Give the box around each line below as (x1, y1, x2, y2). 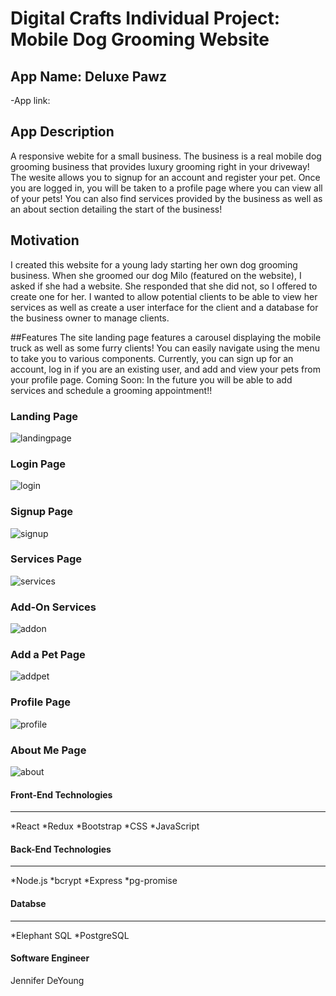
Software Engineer (10, 952, 90, 964)
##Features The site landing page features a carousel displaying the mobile (10, 331, 322, 343)
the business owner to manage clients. (10, 312, 170, 324)
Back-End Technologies (10, 843, 112, 855)
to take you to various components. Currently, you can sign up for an (10, 352, 294, 364)
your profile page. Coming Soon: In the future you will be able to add (10, 373, 293, 386)
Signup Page (10, 505, 74, 519)
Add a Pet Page (10, 648, 86, 662)
